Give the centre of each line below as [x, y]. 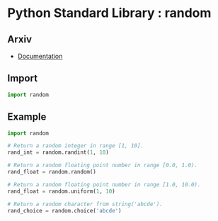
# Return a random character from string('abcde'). [85, 204]
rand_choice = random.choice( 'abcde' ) [64, 210]
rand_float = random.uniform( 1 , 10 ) [61, 191]
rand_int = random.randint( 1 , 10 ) [58, 153]
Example [27, 117]
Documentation [40, 56]
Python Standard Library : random [109, 13]
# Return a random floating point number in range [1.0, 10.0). [104, 185]
